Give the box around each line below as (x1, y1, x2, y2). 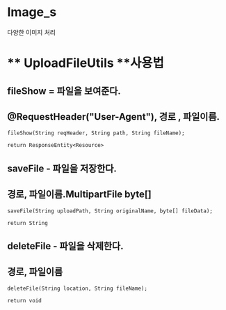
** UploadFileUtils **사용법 (7, 55, 165, 71)
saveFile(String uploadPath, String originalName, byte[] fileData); (7, 207, 213, 215)
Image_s (7, 4, 57, 20)
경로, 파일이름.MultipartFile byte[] (7, 189, 152, 201)
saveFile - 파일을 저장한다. (7, 162, 117, 174)
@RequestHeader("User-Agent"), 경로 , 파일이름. (7, 111, 220, 123)
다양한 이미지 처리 (7, 28, 56, 36)
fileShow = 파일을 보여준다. (7, 85, 122, 97)
